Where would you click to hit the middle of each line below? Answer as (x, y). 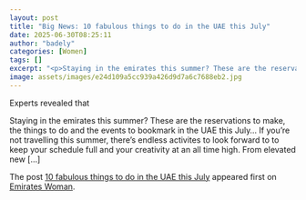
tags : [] (26, 60)
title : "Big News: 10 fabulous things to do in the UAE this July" (140, 26)
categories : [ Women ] (49, 52)
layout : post (34, 18)
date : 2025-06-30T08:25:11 (61, 35)
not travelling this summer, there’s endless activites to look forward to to (144, 140)
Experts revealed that (50, 103)
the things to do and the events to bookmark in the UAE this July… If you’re (150, 130)
